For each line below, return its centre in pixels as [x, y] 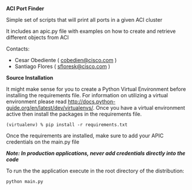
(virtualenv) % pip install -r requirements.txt [67, 125]
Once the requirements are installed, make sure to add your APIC [85, 135]
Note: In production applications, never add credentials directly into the [96, 153]
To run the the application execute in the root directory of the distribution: [95, 171]
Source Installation [30, 78]
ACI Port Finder [25, 9]
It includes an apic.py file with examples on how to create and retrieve [91, 31]
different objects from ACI [37, 37]
